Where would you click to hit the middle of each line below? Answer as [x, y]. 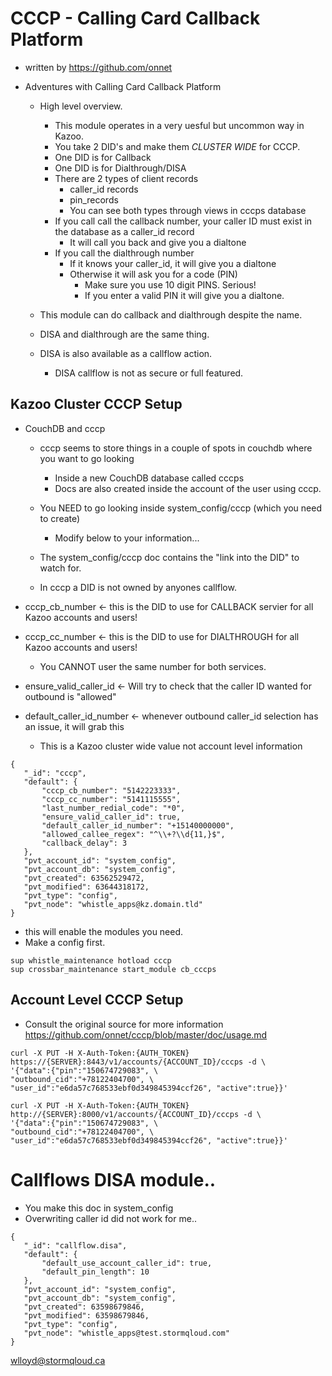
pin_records [94, 199]
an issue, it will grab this [74, 726]
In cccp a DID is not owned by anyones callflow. [138, 587]
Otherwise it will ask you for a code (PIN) [153, 274]
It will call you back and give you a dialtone [158, 242]
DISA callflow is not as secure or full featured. [149, 373]
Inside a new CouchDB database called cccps [149, 478]
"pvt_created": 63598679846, [84, 1307]
